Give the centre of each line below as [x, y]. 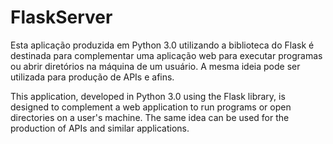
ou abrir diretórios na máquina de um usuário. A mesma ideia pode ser [155, 66]
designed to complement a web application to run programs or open [151, 107]
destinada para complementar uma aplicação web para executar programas [166, 55]
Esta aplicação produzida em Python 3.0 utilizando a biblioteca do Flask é [162, 45]
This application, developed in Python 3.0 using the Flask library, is [148, 96]
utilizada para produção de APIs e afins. [92, 77]
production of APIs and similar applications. [100, 128]
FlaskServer [61, 17]
